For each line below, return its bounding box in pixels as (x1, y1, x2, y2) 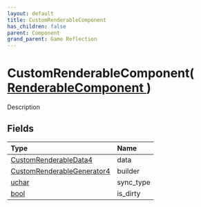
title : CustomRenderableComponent (7, 17, 107, 23)
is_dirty (117, 188, 141, 198)
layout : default (7, 10, 54, 17)
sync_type (117, 177, 151, 187)
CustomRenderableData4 (10, 155, 93, 164)
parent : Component (7, 29, 60, 37)
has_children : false (7, 23, 67, 30)
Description (7, 103, 40, 111)
